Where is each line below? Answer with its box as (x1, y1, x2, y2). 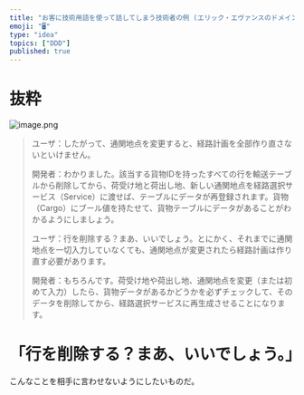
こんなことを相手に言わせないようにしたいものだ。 (9, 376, 200, 386)
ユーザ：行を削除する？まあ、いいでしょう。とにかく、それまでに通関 (31, 233, 293, 245)
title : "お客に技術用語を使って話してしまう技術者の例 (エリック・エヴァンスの (9, 13, 271, 23)
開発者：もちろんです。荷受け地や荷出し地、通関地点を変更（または (31, 275, 285, 286)
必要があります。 (47, 255, 111, 267)
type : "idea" (9, 30, 59, 39)
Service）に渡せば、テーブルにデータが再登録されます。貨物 (62, 191, 290, 202)
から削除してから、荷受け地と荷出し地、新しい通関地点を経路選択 (39, 180, 286, 191)
